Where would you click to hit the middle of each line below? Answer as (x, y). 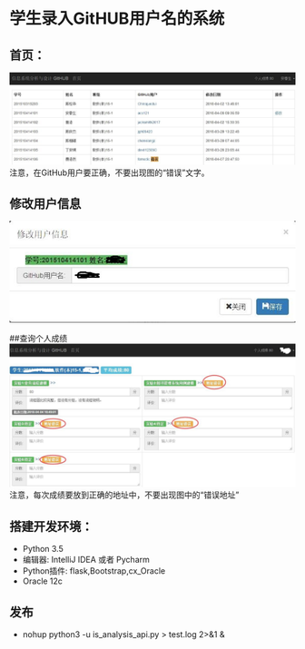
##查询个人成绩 (39, 338)
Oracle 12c (43, 581)
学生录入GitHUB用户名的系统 (117, 19)
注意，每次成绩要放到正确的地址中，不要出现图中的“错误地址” (124, 495)
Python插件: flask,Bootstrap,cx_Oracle (94, 571)
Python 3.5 (43, 549)
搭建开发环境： (51, 526)
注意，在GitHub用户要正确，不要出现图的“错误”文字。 (110, 172)
